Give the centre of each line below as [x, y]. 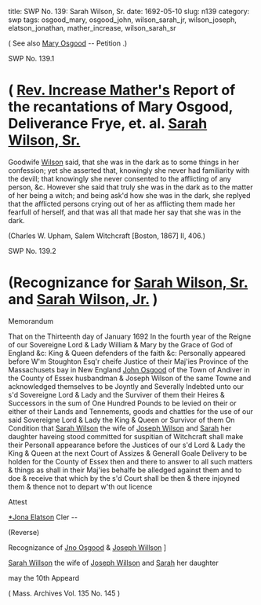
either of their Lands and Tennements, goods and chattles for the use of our [130, 411]
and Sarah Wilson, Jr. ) [83, 300]
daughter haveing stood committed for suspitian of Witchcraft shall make [126, 436]
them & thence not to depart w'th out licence [80, 486]
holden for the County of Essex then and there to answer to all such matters [130, 461]
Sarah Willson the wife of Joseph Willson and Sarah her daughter [114, 563]
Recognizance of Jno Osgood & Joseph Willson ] [87, 547]
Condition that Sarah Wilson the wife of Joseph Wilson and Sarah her [120, 428]
